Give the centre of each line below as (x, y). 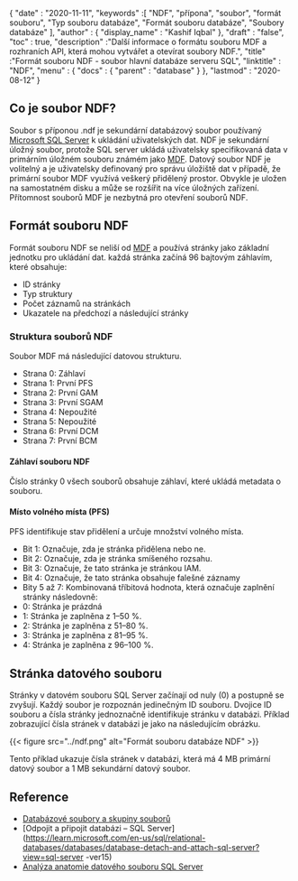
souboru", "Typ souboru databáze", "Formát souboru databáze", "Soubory (147, 23)
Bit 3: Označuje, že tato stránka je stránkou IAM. (112, 569)
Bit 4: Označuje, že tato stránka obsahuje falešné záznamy (131, 578)
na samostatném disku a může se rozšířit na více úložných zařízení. (134, 188)
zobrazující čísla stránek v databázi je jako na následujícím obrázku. (135, 724)
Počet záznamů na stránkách (76, 303)
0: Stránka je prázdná (62, 607)
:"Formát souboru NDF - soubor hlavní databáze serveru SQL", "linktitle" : (145, 61)
